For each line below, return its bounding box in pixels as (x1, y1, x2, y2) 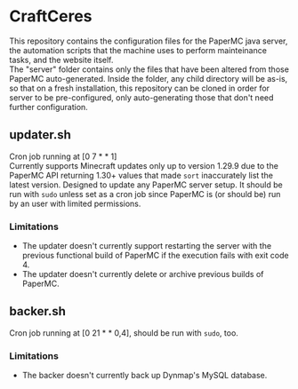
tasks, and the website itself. (9, 54, 114, 65)
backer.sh (9, 304, 67, 319)
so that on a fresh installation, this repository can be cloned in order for (9, 83, 270, 93)
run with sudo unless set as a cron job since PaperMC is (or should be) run (9, 188, 281, 199)
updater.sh (9, 127, 71, 143)
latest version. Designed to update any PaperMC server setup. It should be (9, 179, 283, 190)
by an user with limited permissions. (9, 198, 141, 209)
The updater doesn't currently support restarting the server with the (21, 241, 272, 251)
